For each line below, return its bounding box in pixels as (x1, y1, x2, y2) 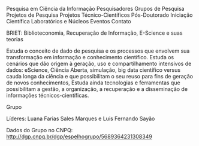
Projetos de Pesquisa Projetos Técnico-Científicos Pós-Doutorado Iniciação (6, 11, 193, 19)
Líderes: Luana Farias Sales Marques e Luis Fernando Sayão (6, 115, 155, 122)
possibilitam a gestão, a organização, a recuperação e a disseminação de (6, 86, 188, 92)
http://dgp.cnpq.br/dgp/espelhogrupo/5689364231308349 (6, 133, 153, 140)
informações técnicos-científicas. (6, 92, 89, 99)
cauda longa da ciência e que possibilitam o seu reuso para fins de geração (6, 73, 194, 80)
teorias (6, 36, 24, 42)
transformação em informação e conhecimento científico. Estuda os (6, 54, 174, 60)
